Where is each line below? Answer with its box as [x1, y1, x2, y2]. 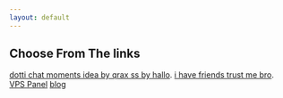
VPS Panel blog [9, 79, 67, 90]
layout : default [9, 12, 70, 22]
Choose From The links [9, 46, 141, 61]
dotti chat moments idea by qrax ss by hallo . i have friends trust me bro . [9, 69, 275, 80]
